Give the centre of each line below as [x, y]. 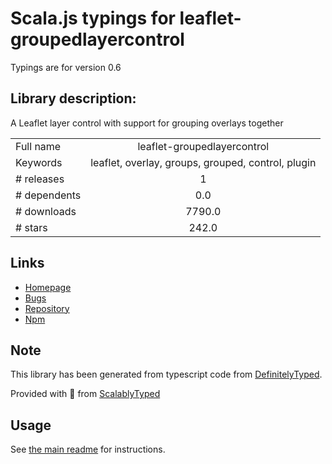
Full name [38, 146]
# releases [40, 179]
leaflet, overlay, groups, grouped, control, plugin [203, 162]
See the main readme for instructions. [88, 449]
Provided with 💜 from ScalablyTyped [85, 394]
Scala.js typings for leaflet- [126, 18]
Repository [47, 308]
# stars [31, 227]
